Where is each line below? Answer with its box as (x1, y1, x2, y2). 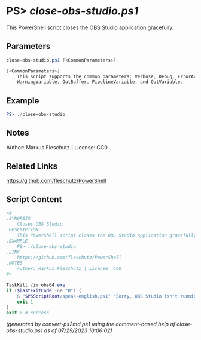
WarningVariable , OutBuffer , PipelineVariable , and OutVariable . (17, 79, 184, 85)
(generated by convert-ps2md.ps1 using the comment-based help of (6, 321, 175, 328)
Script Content (6, 194, 62, 204)
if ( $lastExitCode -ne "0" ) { (6, 287, 82, 293)
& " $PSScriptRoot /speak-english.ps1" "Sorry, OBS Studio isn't (17, 293, 178, 299)
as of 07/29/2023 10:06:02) (44, 327, 112, 334)
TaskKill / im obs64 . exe (6, 282, 66, 288)
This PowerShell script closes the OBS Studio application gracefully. (6, 24, 174, 31)
